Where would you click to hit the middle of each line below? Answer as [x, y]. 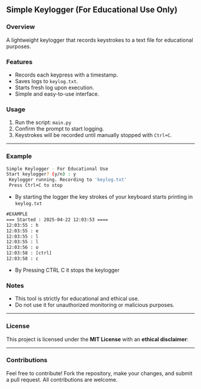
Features [19, 62]
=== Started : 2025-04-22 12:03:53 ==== [57, 220]
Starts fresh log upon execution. [54, 87]
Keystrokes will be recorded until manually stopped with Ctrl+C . [93, 135]
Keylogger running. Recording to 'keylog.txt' [68, 180]
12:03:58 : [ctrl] [29, 253]
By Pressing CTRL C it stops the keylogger [67, 270]
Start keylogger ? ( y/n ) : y [41, 174]
